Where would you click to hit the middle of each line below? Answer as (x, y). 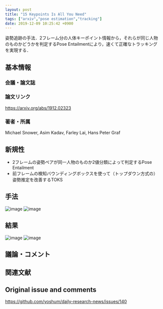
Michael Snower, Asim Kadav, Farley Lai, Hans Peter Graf (63, 133)
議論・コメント (28, 254)
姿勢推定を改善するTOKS (37, 180)
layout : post (18, 10)
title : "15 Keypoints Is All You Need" (46, 14)
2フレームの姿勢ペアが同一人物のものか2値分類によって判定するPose (82, 162)
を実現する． (18, 50)
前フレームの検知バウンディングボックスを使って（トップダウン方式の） (85, 173)
